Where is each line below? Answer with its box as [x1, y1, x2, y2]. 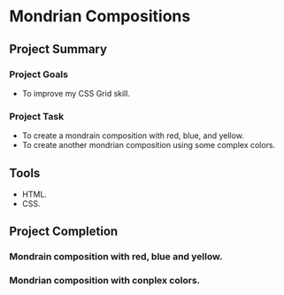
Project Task [9, 110, 65, 122]
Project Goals [9, 68, 69, 81]
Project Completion [9, 224, 119, 239]
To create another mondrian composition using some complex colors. [21, 140, 276, 151]
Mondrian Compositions [9, 6, 191, 27]
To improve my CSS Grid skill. [21, 88, 131, 98]
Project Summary [9, 42, 108, 57]
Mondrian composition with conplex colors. [9, 275, 201, 287]
